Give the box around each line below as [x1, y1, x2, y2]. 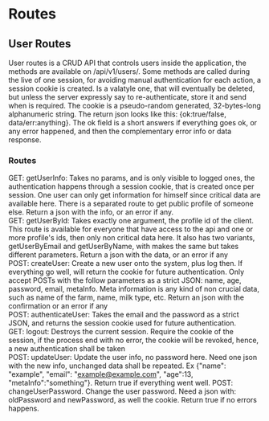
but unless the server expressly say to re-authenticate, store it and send [8, 92, 247, 101]
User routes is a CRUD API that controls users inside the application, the [8, 58, 247, 67]
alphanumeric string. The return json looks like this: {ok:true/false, [8, 109, 226, 119]
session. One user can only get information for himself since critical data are [8, 190, 261, 200]
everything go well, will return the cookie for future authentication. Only [8, 267, 245, 277]
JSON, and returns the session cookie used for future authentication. [8, 318, 237, 328]
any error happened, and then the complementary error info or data [8, 126, 232, 136]
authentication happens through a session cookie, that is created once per [8, 182, 255, 191]
